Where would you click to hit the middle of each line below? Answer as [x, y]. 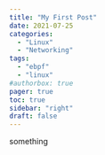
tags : [19, 58]
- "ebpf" [33, 67]
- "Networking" [45, 50]
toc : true [28, 100]
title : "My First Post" [53, 17]
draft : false [33, 116]
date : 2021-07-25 [41, 26]
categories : [31, 34]
